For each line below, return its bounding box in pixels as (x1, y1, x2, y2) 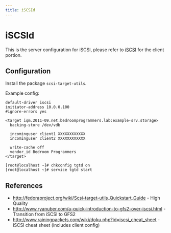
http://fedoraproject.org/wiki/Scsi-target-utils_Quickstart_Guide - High (12, 195, 160, 201)
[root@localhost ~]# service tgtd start (5, 167, 93, 173)
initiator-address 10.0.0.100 (5, 104, 70, 110)
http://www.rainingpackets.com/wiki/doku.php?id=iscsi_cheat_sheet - (12, 217, 160, 223)
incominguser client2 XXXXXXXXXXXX (10, 136, 86, 141)
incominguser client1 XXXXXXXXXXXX (10, 132, 86, 137)
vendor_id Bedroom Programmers (10, 150, 77, 155)
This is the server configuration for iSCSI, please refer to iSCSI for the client (5, 47, 164, 53)
